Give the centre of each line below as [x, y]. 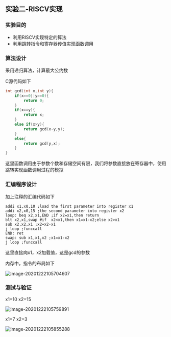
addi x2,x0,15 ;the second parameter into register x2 [65, 211]
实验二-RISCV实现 [34, 9]
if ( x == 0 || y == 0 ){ [32, 96]
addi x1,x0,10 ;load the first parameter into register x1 [69, 206]
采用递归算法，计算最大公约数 [36, 70]
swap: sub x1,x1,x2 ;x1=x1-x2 [38, 237]
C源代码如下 [18, 81]
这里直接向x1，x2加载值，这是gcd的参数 [48, 252]
